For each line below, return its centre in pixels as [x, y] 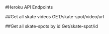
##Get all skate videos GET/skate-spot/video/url [55, 17]
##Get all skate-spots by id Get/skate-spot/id [52, 26]
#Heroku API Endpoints [29, 7]
